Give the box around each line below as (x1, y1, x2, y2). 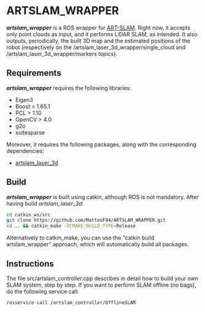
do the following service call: (6, 288, 79, 295)
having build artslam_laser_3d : (6, 200, 84, 207)
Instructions (6, 259, 54, 269)
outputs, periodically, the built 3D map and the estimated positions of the (6, 37, 191, 44)
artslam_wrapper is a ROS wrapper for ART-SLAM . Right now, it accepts (6, 24, 191, 31)
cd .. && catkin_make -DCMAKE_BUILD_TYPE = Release (6, 223, 136, 229)
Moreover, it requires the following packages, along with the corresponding (6, 141, 196, 148)
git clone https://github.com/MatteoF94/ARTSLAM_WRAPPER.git (6, 217, 166, 224)
